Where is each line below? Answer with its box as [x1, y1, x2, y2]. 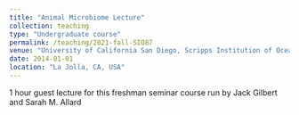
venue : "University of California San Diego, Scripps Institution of [9, 46, 273, 55]
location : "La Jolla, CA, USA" [9, 63, 125, 72]
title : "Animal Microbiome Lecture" [9, 12, 145, 22]
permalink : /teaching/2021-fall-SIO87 [9, 37, 153, 47]
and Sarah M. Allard [9, 96, 82, 107]
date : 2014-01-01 [9, 54, 74, 63]
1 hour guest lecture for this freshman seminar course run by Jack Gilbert [9, 86, 278, 98]
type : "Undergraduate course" [9, 29, 122, 38]
